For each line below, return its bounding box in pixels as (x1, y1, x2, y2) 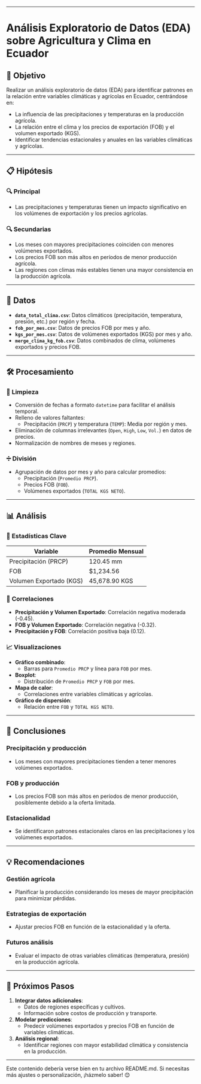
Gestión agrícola (6, 875, 56, 883)
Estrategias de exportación (6, 909, 87, 918)
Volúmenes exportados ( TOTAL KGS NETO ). (23, 487, 126, 494)
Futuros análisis (6, 938, 54, 946)
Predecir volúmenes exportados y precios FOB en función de (23, 1022, 175, 1030)
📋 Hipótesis (6, 166, 53, 177)
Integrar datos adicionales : (14, 997, 84, 1004)
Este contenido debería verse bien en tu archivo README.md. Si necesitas (6, 1065, 190, 1072)
